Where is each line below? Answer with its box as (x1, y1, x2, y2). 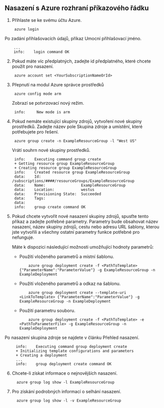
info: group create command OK (14, 204, 86, 209)
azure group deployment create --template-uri (28, 290, 127, 295)
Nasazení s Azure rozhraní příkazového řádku (4, 4, 149, 12)
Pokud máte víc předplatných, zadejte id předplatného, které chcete (11, 58, 151, 64)
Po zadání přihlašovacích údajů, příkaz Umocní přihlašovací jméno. (4, 35, 142, 41)
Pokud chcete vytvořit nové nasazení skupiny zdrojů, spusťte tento (11, 213, 149, 219)
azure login (14, 27, 39, 32)
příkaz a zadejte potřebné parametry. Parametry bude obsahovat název (11, 218, 159, 224)
